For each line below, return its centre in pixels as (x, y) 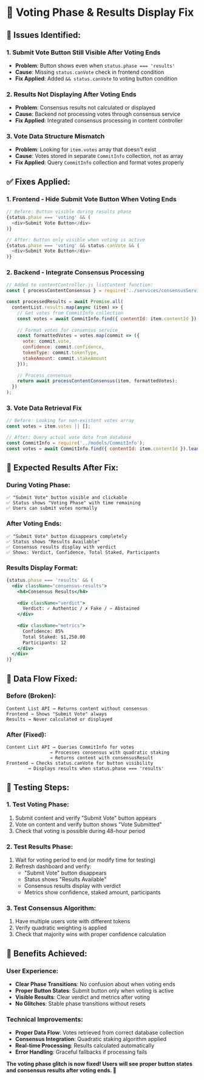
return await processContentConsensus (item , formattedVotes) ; (97, 381)
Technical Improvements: (45, 1020)
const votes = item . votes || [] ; (49, 426)
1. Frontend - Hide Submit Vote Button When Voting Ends (92, 199)
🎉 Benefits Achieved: (47, 953)
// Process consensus (44, 375)
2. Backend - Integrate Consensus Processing (75, 273)
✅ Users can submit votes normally (52, 509)
